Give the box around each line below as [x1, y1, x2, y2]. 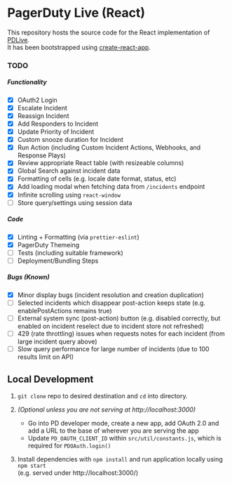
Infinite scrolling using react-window [17, 190, 121, 199]
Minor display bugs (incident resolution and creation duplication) [17, 290, 205, 299]
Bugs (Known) [7, 273, 50, 282]
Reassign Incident [17, 111, 69, 120]
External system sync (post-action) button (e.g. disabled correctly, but [17, 314, 221, 322]
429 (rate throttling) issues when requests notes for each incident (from [17, 329, 226, 338]
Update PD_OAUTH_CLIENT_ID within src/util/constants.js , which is [27, 433, 222, 442]
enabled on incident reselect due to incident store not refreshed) [17, 322, 205, 331]
